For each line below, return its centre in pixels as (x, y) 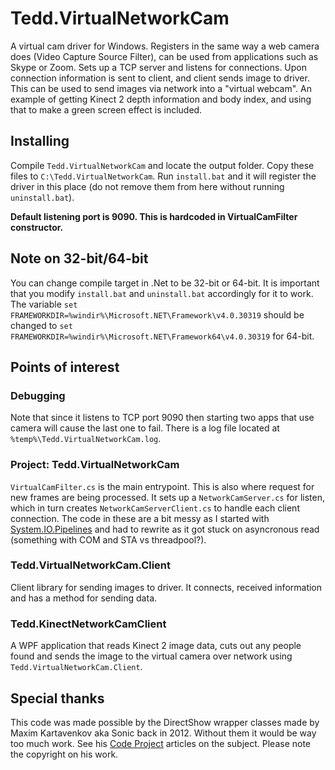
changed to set (41, 325)
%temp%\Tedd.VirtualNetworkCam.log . (86, 439)
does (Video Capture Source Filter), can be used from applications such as (164, 56)
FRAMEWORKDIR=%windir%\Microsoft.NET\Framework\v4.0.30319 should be (157, 314)
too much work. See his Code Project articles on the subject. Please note (161, 743)
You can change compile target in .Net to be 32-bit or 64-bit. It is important (165, 283)
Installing (40, 141)
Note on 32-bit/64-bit (79, 258)
